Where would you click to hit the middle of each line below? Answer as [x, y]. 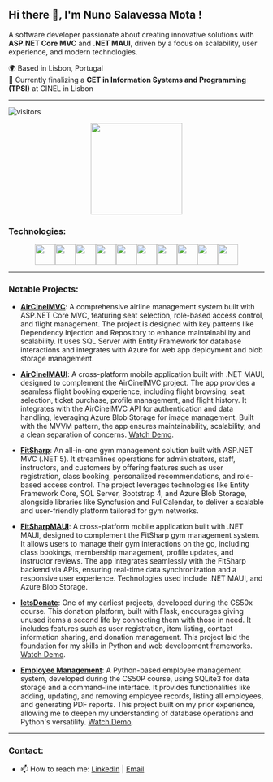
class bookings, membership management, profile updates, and [127, 552]
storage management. [57, 359]
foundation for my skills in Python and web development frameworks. [136, 646]
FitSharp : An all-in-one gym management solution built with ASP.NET [136, 451]
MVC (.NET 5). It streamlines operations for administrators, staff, [128, 459]
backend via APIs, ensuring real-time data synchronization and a [128, 570]
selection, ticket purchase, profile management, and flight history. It [133, 400]
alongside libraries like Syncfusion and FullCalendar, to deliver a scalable [142, 502]
